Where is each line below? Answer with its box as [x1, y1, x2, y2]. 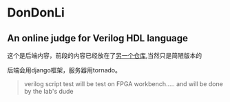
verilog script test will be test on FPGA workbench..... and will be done [23, 80, 224, 88]
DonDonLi [7, 5, 65, 21]
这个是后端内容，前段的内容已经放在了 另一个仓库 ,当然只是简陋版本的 [7, 52, 202, 59]
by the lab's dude [23, 88, 74, 95]
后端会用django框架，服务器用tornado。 [7, 66, 122, 74]
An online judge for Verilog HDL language [7, 32, 188, 44]
